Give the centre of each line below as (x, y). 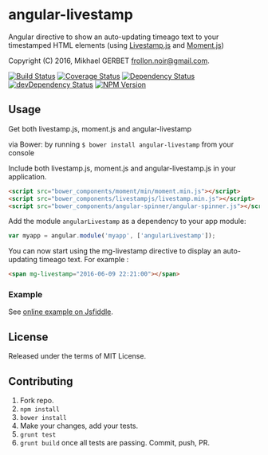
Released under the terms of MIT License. (77, 356)
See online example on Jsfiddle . (61, 312)
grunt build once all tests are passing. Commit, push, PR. (114, 443)
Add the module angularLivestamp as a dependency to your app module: (127, 222)
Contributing (41, 381)
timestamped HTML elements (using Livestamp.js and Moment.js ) (116, 45)
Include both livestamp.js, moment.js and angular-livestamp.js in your (122, 168)
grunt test (38, 435)
